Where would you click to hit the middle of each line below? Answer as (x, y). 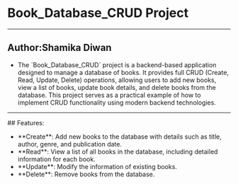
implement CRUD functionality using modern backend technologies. (117, 102)
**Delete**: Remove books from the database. (86, 174)
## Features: (26, 122)
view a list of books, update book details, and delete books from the (117, 87)
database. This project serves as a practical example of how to (109, 95)
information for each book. (56, 159)
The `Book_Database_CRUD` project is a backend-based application (117, 64)
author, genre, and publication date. (70, 144)
